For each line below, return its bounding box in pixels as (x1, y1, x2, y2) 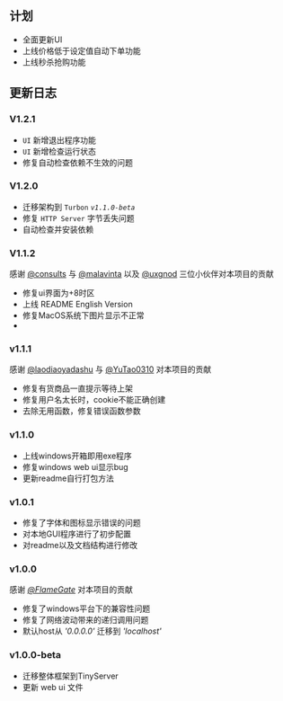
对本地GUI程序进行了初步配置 (22, 528, 132, 539)
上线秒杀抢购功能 (22, 57, 86, 67)
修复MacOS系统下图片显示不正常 (22, 310, 145, 321)
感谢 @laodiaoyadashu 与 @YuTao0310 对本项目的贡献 (9, 364, 212, 375)
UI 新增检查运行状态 (22, 146, 97, 156)
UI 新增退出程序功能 (22, 134, 97, 146)
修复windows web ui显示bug (22, 461, 128, 472)
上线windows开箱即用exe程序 (22, 450, 132, 461)
